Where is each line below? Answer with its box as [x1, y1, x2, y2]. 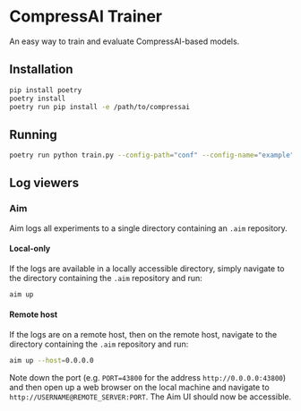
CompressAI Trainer [9, 6, 163, 27]
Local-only [9, 244, 51, 254]
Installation [9, 62, 73, 77]
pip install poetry [9, 85, 82, 95]
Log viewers [9, 176, 79, 191]
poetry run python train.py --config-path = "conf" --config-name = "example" [9, 150, 295, 160]
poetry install [9, 94, 66, 103]
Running [9, 127, 58, 142]
